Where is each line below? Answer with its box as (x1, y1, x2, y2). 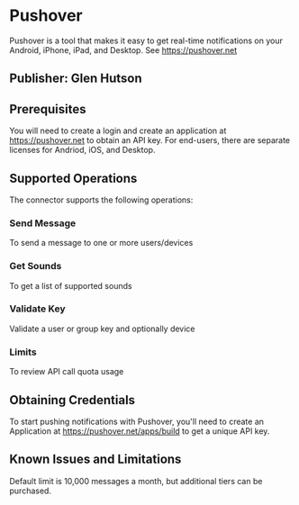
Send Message (9, 217, 77, 230)
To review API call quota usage (9, 366, 124, 377)
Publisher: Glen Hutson (9, 71, 142, 86)
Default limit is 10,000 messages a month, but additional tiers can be (9, 475, 263, 486)
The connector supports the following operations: (9, 194, 194, 205)
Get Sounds (9, 260, 62, 273)
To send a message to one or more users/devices (9, 238, 194, 248)
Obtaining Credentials (9, 392, 136, 408)
